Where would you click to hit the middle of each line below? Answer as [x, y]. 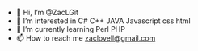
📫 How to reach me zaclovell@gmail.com [86, 38]
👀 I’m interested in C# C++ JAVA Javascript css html [103, 21]
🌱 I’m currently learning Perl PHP [70, 29]
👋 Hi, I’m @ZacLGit [47, 12]
